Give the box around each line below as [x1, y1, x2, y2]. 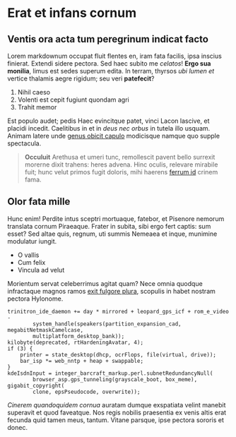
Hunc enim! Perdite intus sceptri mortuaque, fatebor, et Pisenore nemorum [7, 214, 225, 223]
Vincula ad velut [17, 265, 65, 274]
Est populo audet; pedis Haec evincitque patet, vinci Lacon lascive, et [7, 116, 210, 125]
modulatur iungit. [7, 237, 57, 245]
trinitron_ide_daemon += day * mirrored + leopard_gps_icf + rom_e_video [7, 308, 230, 315]
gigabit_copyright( [7, 382, 65, 389]
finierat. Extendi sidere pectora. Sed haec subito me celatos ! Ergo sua [7, 59, 211, 68]
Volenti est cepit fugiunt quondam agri [17, 95, 129, 104]
